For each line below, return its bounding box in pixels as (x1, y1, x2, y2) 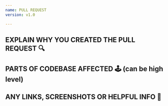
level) (5, 75, 24, 84)
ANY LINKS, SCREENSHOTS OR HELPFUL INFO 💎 (5, 92, 162, 101)
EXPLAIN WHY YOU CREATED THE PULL (5, 35, 136, 44)
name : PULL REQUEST (5, 7, 47, 13)
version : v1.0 (5, 12, 36, 17)
